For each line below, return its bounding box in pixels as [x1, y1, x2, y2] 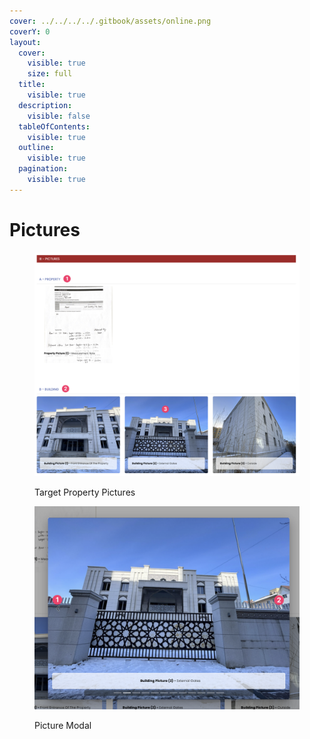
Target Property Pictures [34, 486, 136, 499]
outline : [18, 143, 55, 153]
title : [18, 80, 46, 90]
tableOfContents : [18, 121, 91, 132]
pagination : [18, 164, 69, 174]
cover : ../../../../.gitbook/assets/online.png [9, 16, 212, 26]
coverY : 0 [9, 26, 51, 37]
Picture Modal [34, 719, 92, 731]
